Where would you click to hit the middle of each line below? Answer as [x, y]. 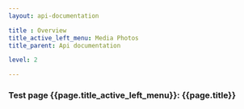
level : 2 [23, 60]
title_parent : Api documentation [65, 45]
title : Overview [38, 30]
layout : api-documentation [54, 16]
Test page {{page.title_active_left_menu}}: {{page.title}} [122, 95]
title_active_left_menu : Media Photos [74, 38]
